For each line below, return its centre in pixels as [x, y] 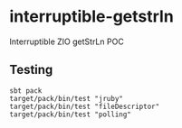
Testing [31, 70]
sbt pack [26, 91]
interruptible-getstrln [91, 17]
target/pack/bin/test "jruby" [67, 98]
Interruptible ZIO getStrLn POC [67, 41]
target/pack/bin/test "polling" [70, 114]
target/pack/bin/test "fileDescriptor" [85, 106]
